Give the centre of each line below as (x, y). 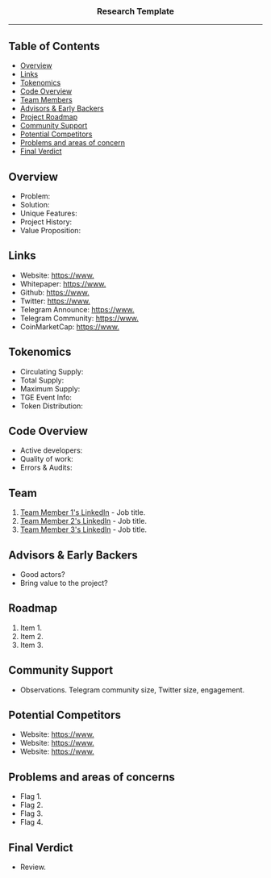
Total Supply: (42, 380)
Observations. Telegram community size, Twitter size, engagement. (132, 690)
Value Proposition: (50, 230)
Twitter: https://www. (55, 301)
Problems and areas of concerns (92, 777)
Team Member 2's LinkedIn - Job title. (83, 521)
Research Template (135, 11)
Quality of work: (47, 459)
